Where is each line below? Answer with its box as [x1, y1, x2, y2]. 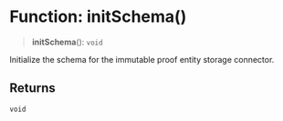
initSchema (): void [31, 36, 103, 47]
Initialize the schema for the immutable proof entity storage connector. [9, 54, 275, 65]
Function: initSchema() [9, 6, 187, 27]
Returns [9, 80, 57, 96]
